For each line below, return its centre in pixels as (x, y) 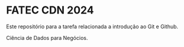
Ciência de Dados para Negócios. (47, 38)
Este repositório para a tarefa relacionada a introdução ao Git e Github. (92, 26)
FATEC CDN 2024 (50, 10)
